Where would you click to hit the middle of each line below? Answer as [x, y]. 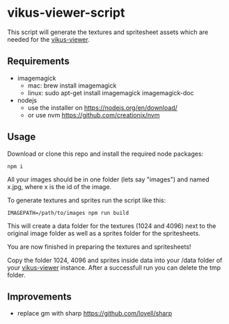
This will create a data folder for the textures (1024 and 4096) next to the [112, 226]
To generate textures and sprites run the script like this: [86, 200]
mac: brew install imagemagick [72, 86]
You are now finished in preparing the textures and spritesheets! [99, 246]
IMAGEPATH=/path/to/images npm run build [68, 213]
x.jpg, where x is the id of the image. [60, 186]
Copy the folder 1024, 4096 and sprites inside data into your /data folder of [115, 260]
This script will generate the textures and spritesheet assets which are [108, 32]
